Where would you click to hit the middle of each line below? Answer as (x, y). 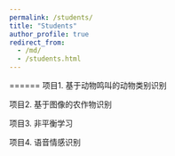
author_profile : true (49, 34)
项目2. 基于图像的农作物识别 (61, 104)
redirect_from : (37, 42)
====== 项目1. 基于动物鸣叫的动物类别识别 (88, 85)
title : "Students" (43, 26)
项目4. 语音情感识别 (45, 142)
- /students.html (49, 59)
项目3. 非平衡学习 (41, 123)
